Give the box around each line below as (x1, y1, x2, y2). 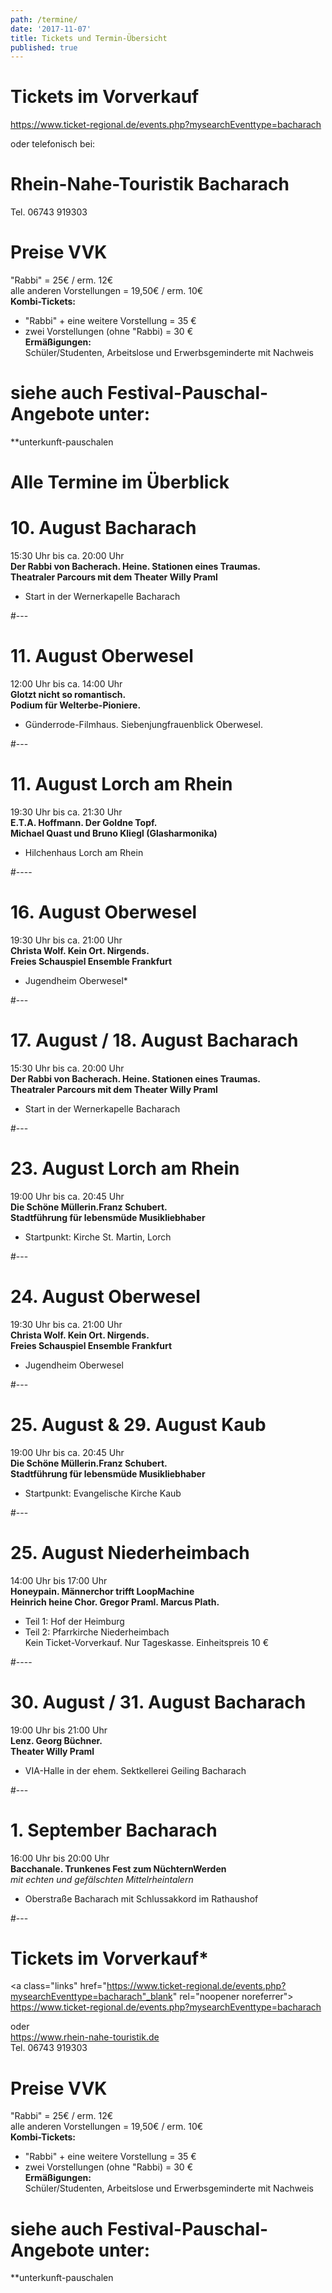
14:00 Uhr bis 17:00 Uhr (10, 1574, 108, 1586)
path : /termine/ (10, 14, 78, 25)
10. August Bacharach (10, 517, 197, 540)
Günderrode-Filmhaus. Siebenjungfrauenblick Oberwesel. (24, 719, 263, 731)
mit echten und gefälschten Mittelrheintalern (10, 1873, 194, 1885)
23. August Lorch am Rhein (10, 1157, 240, 1180)
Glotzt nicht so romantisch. (10, 689, 127, 701)
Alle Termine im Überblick (10, 471, 230, 494)
